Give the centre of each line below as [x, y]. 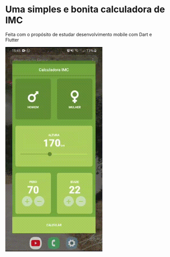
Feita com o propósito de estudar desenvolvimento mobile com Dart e [79, 34]
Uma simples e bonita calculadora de [85, 9]
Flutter [12, 40]
